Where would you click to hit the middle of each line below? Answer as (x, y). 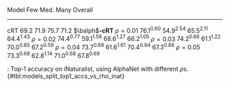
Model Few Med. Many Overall (50, 10)
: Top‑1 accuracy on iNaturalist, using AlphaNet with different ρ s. (98, 69)
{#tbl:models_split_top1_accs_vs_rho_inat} (66, 76)
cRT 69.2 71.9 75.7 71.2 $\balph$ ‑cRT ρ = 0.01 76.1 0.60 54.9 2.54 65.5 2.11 (107, 30)
